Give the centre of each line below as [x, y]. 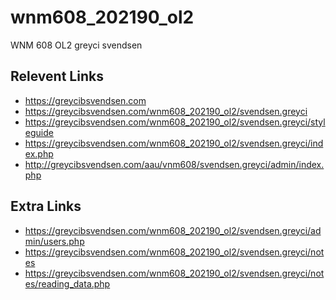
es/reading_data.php [67, 283]
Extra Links [46, 206]
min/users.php [54, 241]
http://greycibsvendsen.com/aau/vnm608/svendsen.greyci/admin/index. [174, 164]
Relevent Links [57, 76]
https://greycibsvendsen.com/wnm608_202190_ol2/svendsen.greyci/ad [173, 230]
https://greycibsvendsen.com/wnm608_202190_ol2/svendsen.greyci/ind [174, 143]
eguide [39, 132]
